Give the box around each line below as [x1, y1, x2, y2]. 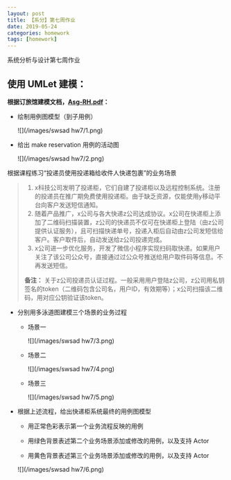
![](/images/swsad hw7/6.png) [17, 465, 104, 473]
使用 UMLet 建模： [7, 78, 87, 90]
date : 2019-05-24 [7, 23, 58, 30]
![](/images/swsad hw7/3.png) [27, 337, 114, 345]
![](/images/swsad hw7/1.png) [17, 126, 103, 134]
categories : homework [7, 29, 70, 37]
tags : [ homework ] [7, 36, 58, 43]
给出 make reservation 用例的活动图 [17, 140, 119, 149]
